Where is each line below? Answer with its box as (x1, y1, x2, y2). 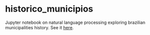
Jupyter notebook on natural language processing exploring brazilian (5, 19, 146, 25)
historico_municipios (5, 3, 94, 15)
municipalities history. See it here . (5, 24, 74, 30)
